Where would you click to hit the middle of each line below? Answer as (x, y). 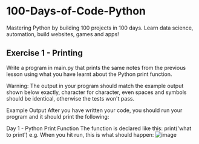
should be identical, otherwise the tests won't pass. (70, 98)
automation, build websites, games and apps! (63, 34)
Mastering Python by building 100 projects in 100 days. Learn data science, (100, 28)
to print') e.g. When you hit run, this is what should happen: (80, 134)
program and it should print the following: (58, 116)
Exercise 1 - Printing (44, 53)
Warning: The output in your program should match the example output (95, 86)
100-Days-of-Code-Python (76, 11)
